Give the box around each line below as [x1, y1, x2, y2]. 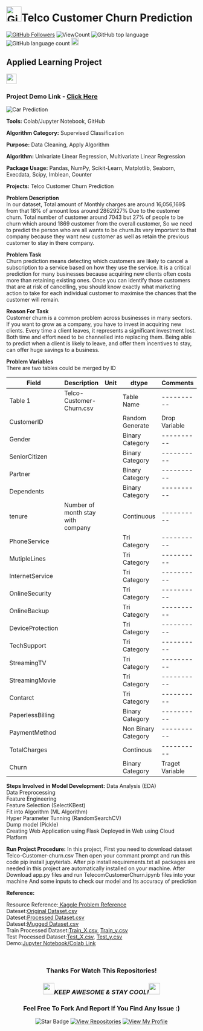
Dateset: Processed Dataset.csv [6, 914, 85, 922]
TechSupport [9, 642, 47, 650]
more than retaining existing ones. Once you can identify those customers [6, 277, 190, 284]
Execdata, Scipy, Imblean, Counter [6, 171, 92, 178]
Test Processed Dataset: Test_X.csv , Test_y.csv [6, 933, 123, 940]
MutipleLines [9, 555, 47, 563]
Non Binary [123, 724, 155, 733]
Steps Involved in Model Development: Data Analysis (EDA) [6, 782, 156, 790]
